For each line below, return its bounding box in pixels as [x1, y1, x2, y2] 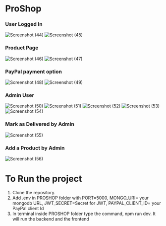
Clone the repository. [12, 189, 55, 195]
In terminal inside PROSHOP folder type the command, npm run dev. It [12, 211, 156, 217]
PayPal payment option [5, 68, 62, 75]
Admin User [5, 92, 35, 98]
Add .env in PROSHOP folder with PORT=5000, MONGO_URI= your [12, 195, 149, 201]
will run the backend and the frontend [12, 216, 89, 222]
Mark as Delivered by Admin [5, 121, 74, 128]
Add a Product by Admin [5, 145, 65, 151]
